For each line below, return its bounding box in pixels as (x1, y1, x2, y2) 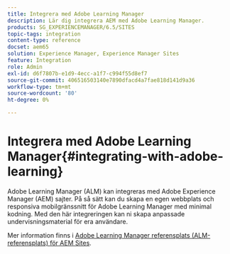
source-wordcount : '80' (7, 90, 78, 97)
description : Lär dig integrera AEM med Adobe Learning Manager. (7, 17, 204, 24)
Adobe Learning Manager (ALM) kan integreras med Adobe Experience (7, 186, 216, 196)
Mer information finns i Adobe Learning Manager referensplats (7, 231, 190, 239)
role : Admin (7, 63, 43, 70)
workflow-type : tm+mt (7, 83, 72, 90)
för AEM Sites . (49, 238, 92, 247)
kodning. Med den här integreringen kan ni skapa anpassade (7, 209, 185, 218)
